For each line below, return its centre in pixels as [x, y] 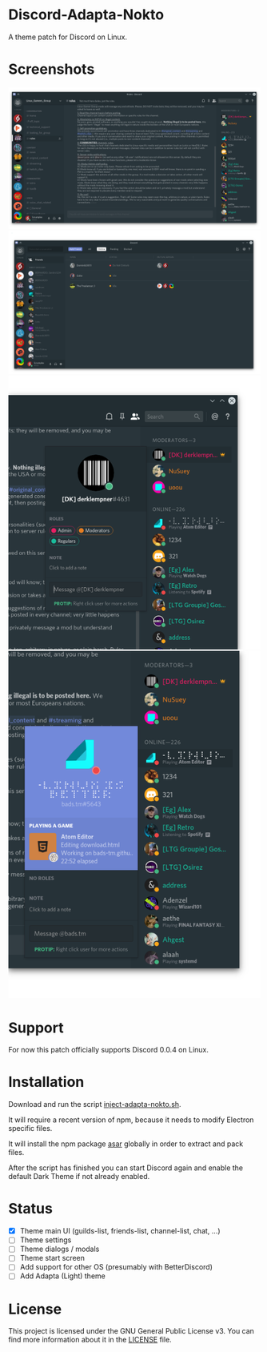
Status [31, 1209]
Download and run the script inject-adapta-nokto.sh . [95, 1105]
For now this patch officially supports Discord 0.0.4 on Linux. [109, 1050]
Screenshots [52, 69]
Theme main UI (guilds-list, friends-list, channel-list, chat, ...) [120, 1231]
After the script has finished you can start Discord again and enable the [126, 1168]
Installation [46, 1082]
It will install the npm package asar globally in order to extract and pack [126, 1144]
